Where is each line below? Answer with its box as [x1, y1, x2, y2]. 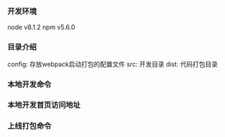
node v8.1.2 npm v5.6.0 [7, 23, 75, 31]
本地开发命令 [7, 79, 52, 89]
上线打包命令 [7, 121, 52, 131]
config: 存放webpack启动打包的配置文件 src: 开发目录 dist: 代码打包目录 [7, 59, 219, 68]
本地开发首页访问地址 [7, 100, 80, 110]
